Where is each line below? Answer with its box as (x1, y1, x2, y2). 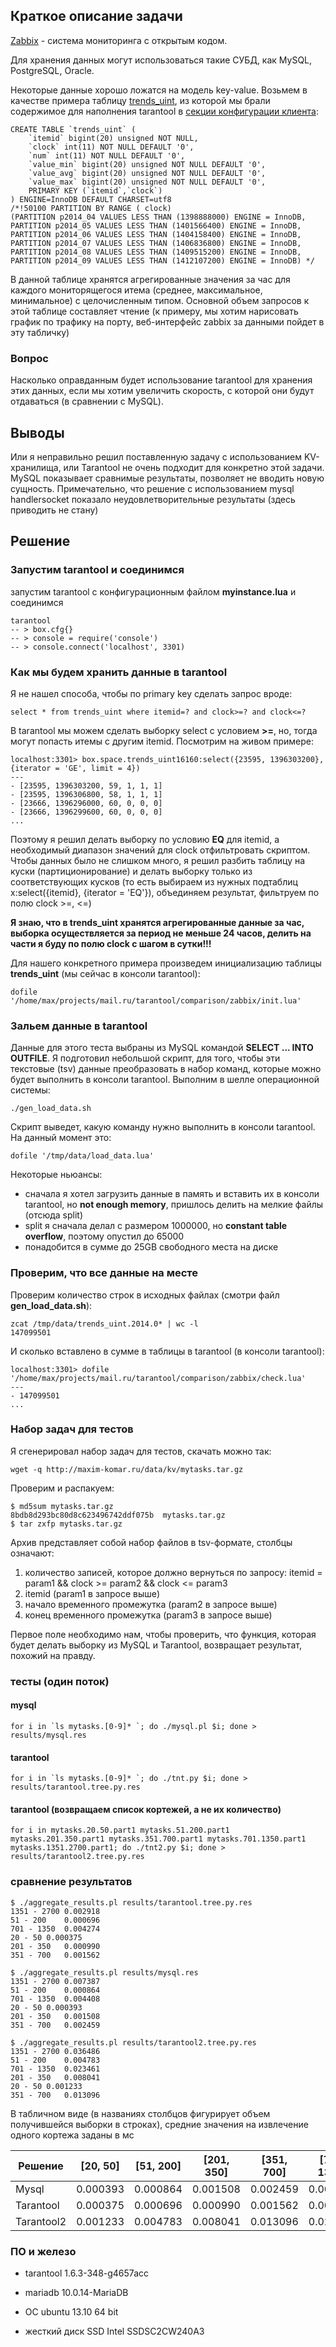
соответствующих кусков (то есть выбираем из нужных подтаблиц (10, 875, 298, 888)
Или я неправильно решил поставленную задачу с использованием (10, 450, 303, 463)
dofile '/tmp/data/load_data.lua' (10, 1151, 155, 1161)
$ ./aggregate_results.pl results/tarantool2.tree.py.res (10, 2037, 257, 2048)
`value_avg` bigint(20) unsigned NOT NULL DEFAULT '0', (28, 168, 267, 178)
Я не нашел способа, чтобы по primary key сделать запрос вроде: (10, 687, 293, 699)
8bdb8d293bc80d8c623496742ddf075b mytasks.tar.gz (10, 1510, 226, 1520)
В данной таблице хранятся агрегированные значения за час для (10, 273, 291, 285)
